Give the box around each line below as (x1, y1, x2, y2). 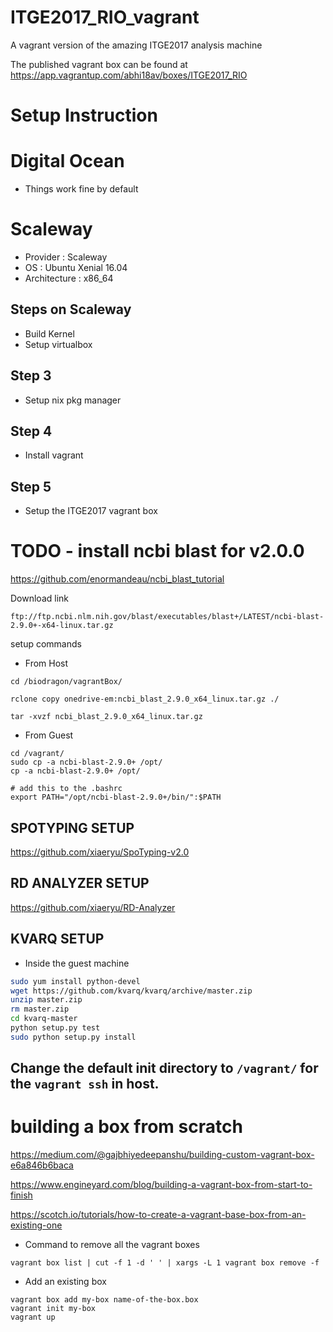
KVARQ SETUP (10, 931, 105, 948)
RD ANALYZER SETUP (10, 875, 150, 892)
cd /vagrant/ (10, 749, 65, 759)
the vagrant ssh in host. (10, 1076, 160, 1093)
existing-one (10, 1219, 63, 1231)
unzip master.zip (10, 995, 83, 1005)
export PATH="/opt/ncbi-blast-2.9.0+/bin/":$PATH (10, 792, 222, 803)
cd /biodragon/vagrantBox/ (10, 677, 123, 687)
